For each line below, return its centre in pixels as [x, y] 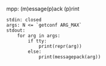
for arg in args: [39, 36]
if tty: [37, 41]
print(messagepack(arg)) [70, 57]
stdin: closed [24, 20]
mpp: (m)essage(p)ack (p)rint [43, 9]
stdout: [16, 30]
